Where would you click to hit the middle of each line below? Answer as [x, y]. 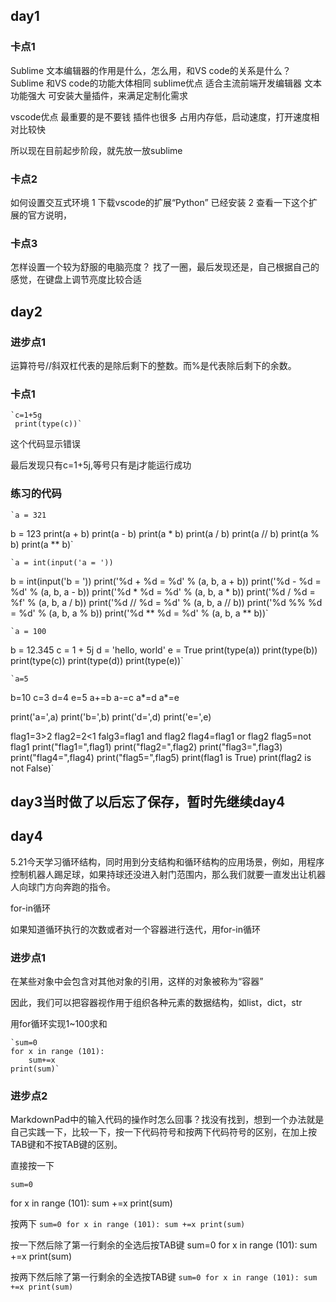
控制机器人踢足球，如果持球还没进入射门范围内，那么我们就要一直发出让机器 [168, 874]
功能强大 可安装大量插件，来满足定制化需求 [99, 95]
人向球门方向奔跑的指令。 [63, 886]
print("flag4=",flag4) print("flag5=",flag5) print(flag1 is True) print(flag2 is [161, 757]
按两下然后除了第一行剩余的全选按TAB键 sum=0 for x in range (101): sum [164, 1277]
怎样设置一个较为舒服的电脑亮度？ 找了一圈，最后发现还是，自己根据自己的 [165, 267]
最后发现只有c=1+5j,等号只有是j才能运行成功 [101, 465]
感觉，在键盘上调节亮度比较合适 [76, 280]
